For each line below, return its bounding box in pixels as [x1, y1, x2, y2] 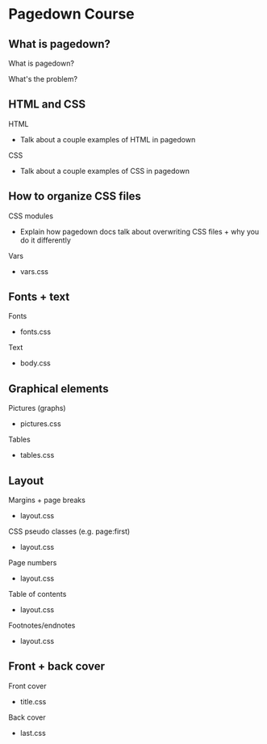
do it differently [19, 235, 71, 245]
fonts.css [19, 327, 51, 336]
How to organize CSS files [8, 189, 141, 203]
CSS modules [8, 211, 54, 221]
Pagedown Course [8, 5, 135, 23]
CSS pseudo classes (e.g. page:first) [8, 526, 131, 536]
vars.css [19, 266, 48, 276]
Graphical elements [8, 382, 109, 395]
